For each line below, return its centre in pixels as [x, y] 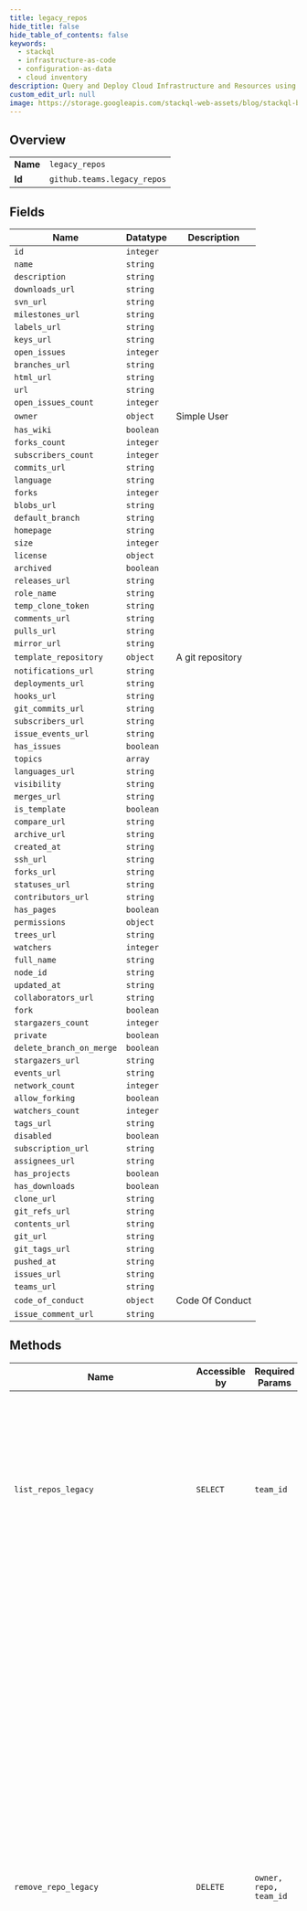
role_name [35, 594]
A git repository [209, 657]
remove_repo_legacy [56, 1887]
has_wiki [33, 430]
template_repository [58, 658]
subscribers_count [54, 455]
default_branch [47, 518]
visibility [37, 784]
